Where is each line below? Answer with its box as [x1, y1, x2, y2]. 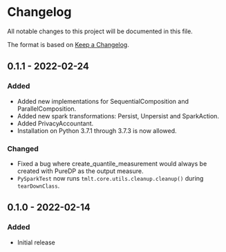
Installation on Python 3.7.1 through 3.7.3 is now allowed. [17, 126, 178, 135]
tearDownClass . [17, 181, 60, 190]
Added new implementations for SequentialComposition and [17, 97, 189, 105]
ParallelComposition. [17, 105, 77, 113]
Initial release [17, 238, 55, 246]
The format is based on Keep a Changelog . [7, 40, 129, 48]
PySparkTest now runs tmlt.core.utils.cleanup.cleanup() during [17, 174, 204, 182]
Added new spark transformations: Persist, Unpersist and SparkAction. [17, 111, 220, 120]
